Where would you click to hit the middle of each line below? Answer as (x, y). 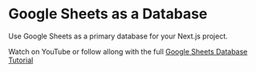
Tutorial (21, 60)
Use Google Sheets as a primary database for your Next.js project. (118, 36)
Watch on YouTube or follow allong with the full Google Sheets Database (128, 51)
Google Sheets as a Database (108, 14)
